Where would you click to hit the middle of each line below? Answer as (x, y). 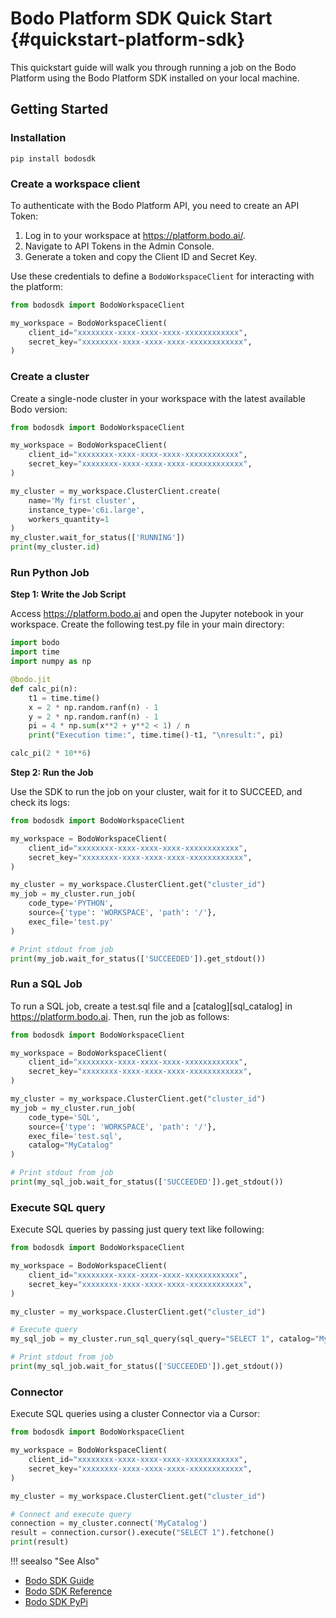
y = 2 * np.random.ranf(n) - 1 (93, 717)
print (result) (40, 1542)
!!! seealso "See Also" (55, 1561)
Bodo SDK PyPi (56, 1602)
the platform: (36, 286)
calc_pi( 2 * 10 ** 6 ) (51, 753)
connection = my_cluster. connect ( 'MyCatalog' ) (109, 1523)
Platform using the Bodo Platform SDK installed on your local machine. (155, 78)
